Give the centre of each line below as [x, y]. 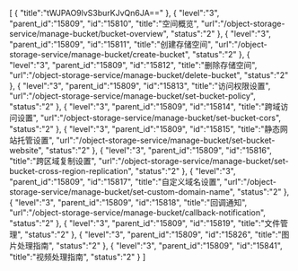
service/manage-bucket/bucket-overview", [89, 34]
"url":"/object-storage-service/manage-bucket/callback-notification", [138, 213]
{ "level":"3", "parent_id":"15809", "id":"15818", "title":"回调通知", [128, 202]
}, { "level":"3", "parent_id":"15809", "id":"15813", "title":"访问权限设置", [140, 86]
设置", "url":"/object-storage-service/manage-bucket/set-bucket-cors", [149, 118]
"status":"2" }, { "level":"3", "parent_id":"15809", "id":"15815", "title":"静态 [145, 129]
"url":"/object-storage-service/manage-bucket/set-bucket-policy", [132, 96]
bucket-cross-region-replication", [71, 171]
